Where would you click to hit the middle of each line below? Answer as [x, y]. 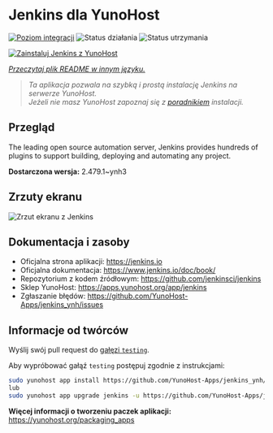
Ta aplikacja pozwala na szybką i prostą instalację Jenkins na [133, 84]
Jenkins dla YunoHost [84, 15]
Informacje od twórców [68, 330]
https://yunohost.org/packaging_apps [71, 419]
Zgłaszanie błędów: [53, 296]
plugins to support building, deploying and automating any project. [120, 155]
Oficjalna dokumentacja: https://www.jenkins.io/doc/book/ [118, 271]
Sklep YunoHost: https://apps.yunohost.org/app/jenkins [113, 288]
